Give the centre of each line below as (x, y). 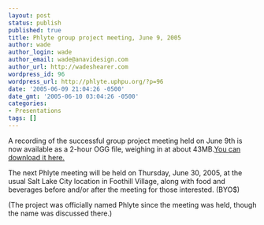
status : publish (35, 23)
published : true (35, 30)
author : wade (30, 45)
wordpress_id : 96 (37, 74)
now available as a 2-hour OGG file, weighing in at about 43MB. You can (125, 149)
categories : (28, 103)
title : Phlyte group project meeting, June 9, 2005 (95, 37)
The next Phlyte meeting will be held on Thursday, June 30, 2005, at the (125, 172)
